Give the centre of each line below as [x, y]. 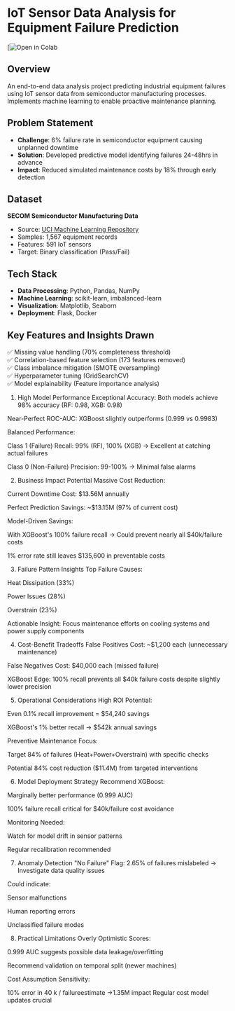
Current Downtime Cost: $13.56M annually [68, 494]
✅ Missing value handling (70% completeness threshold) [89, 352]
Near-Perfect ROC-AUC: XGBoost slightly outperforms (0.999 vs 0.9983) [113, 419]
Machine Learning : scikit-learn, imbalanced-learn [90, 298]
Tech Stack [32, 274]
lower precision [29, 687]
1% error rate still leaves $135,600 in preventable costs [86, 556]
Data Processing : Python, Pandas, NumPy [78, 291]
